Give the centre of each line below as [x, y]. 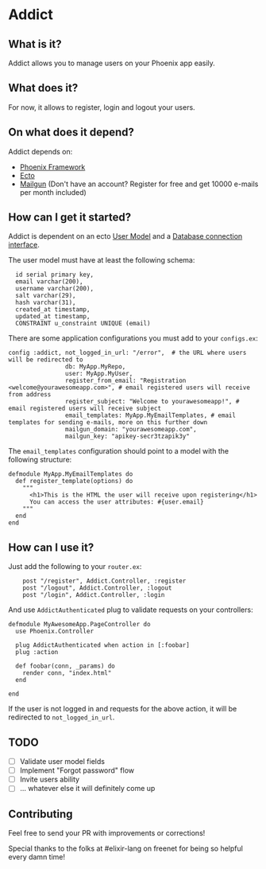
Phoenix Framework [52, 167]
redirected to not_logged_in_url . [62, 717]
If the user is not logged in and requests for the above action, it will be [123, 709]
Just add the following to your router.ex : [75, 567]
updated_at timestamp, [53, 317]
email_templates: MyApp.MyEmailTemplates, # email [150, 415]
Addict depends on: [40, 151]
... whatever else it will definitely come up [87, 789]
